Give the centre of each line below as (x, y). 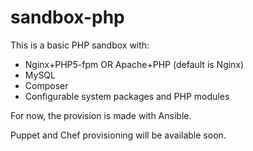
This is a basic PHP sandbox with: (80, 45)
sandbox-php (67, 17)
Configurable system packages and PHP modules (127, 96)
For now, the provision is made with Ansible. (101, 115)
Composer (46, 85)
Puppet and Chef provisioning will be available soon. (118, 135)
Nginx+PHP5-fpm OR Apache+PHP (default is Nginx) (134, 64)
